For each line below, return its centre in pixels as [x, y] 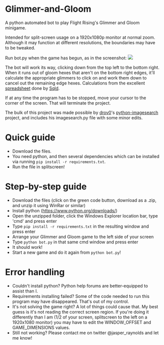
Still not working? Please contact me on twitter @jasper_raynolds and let [85, 333]
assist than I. [25, 291]
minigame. [16, 27]
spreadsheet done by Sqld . [32, 88]
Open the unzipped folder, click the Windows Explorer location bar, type [85, 216]
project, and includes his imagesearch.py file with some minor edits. [74, 118]
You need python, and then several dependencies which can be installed [86, 156]
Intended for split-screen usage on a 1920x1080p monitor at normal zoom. [80, 37]
